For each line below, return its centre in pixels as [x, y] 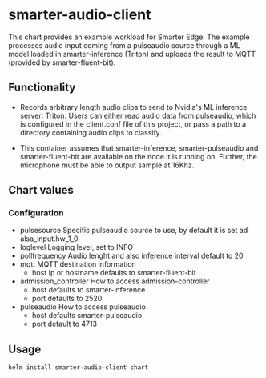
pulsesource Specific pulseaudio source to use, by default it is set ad [134, 231]
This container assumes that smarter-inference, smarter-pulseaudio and [139, 148]
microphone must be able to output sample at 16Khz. [107, 165]
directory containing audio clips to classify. [91, 132]
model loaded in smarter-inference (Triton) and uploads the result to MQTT [132, 54]
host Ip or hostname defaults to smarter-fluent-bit [114, 273]
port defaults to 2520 [67, 299]
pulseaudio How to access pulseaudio [83, 307]
